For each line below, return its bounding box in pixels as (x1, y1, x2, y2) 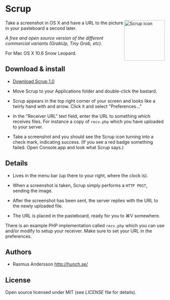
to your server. (12, 123, 44, 130)
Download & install (5, 65, 65, 73)
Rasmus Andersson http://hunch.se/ (12, 261, 89, 267)
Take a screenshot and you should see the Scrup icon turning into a (12, 134, 154, 140)
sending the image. (12, 188, 53, 194)
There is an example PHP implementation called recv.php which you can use (5, 222, 165, 228)
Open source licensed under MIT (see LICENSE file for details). (5, 289, 137, 295)
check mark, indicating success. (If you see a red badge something (12, 139, 153, 145)
